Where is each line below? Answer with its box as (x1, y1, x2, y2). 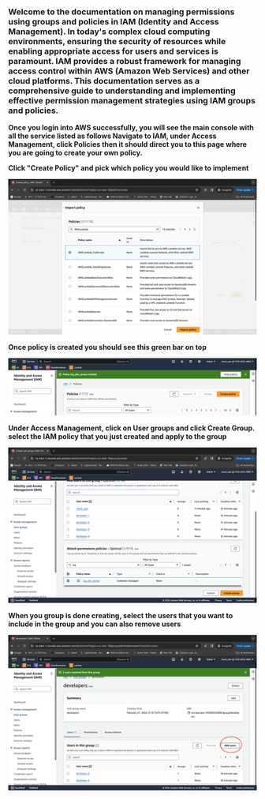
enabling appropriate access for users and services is (8, 46, 218, 57)
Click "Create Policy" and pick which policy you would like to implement (8, 163, 249, 173)
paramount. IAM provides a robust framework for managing (8, 55, 241, 66)
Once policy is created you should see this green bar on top (8, 343, 207, 352)
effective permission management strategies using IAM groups (8, 95, 256, 106)
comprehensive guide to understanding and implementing (8, 85, 237, 96)
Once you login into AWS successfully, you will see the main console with (8, 123, 255, 133)
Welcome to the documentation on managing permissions (8, 6, 235, 17)
